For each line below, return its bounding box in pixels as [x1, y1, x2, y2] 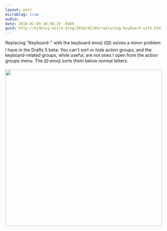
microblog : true [5, 12, 39, 17]
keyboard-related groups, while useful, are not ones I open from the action [5, 52, 158, 58]
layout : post [5, 7, 32, 12]
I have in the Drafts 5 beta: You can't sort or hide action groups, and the [5, 47, 152, 53]
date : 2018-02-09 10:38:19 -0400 [5, 21, 75, 26]
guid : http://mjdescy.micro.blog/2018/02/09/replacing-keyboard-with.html [5, 26, 164, 31]
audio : [5, 16, 19, 21]
